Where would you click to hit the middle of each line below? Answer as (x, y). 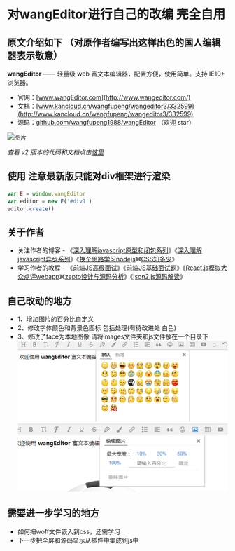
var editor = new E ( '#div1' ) (50, 201)
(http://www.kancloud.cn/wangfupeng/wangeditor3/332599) (105, 114)
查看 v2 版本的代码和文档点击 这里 (56, 152)
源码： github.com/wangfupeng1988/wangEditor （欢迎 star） (106, 122)
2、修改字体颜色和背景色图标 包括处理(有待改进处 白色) (97, 328)
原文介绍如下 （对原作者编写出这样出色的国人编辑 (114, 42)
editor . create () (31, 209)
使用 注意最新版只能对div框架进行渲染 (89, 176)
